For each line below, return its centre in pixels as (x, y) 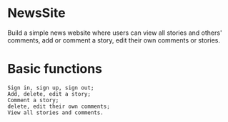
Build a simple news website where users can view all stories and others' (115, 33)
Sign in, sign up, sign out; (51, 88)
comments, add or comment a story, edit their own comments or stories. (114, 40)
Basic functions (55, 69)
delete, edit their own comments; (59, 106)
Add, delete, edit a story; (49, 94)
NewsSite (36, 13)
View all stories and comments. (55, 112)
